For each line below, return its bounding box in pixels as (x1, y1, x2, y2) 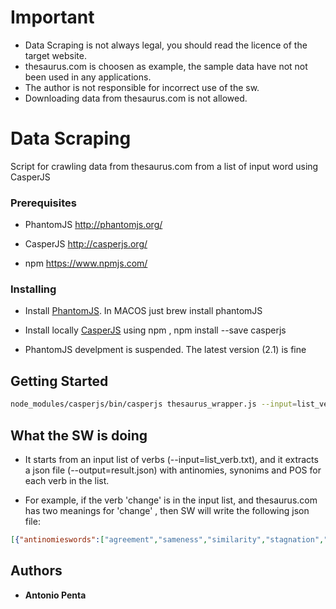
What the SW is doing (10, 427, 148, 444)
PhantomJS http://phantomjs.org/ (24, 219, 163, 231)
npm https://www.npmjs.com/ (24, 257, 148, 270)
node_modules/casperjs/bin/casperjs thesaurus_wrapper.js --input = (10, 399, 298, 410)
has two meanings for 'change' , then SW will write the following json (24, 504, 310, 516)
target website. (24, 49, 87, 61)
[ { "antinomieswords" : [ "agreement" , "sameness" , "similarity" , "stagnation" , (10, 534, 325, 545)
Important (10, 6, 95, 29)
